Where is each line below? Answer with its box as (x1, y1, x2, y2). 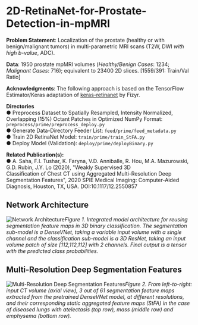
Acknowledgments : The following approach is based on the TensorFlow (6, 85, 184, 92)
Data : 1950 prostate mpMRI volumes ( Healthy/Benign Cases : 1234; (6, 61, 170, 68)
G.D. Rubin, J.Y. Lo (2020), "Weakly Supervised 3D (6, 164, 131, 171)
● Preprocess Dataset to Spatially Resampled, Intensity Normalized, (6, 109, 174, 116)
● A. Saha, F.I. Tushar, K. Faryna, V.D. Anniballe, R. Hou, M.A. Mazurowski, (6, 157, 189, 164)
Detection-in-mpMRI (6, 17, 111, 30)
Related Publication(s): (6, 151, 64, 158)
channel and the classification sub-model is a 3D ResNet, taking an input (6, 235, 186, 242)
